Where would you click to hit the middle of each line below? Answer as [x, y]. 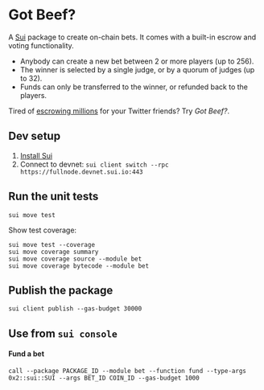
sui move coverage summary [54, 252]
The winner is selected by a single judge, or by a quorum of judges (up [137, 69]
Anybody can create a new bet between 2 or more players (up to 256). [137, 61]
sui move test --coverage [52, 244]
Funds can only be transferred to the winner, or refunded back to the [134, 87]
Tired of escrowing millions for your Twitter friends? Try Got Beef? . [119, 111]
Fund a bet [27, 354]
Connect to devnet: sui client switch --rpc [94, 164]
